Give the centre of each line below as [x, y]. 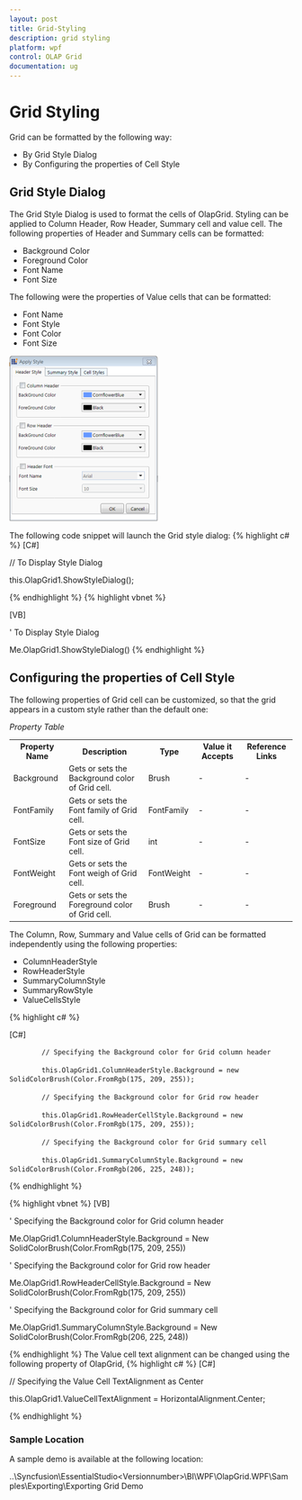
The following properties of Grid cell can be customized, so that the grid [143, 700]
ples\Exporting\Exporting [55, 1486]
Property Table [37, 727]
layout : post [34, 19]
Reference [266, 746]
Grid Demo [123, 1486]
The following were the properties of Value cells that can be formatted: [140, 296]
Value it [217, 746]
